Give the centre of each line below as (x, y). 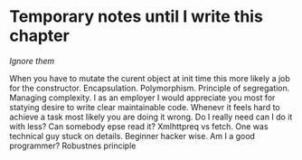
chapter (39, 36)
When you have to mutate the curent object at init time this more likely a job (150, 78)
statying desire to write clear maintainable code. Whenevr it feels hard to (145, 107)
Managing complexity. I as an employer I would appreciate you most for (142, 98)
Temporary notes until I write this (137, 17)
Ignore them (32, 61)
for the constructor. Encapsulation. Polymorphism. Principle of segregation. (150, 88)
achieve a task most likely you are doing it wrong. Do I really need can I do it (151, 117)
